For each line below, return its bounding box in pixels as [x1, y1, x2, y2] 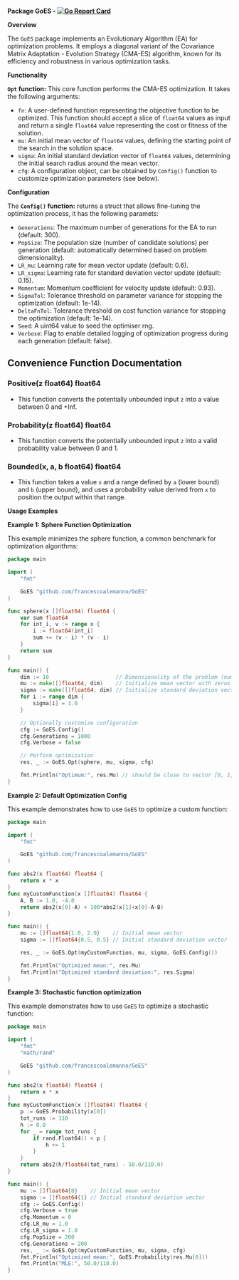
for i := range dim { [20, 693, 84, 701]
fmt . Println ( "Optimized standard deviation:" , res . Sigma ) [20, 969, 196, 976]
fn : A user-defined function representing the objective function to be [17, 106, 219, 114]
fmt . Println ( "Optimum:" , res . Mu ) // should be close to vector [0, [20, 771, 224, 779]
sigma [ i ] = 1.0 [33, 700, 78, 707]
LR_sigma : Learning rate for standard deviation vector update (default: [17, 269, 222, 277]
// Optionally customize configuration [20, 719, 139, 727]
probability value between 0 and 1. [17, 444, 119, 452]
